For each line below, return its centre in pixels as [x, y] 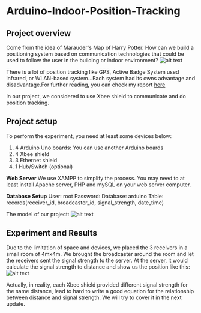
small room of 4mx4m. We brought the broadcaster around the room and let [100, 254]
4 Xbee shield [32, 154]
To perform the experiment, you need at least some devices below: [89, 136]
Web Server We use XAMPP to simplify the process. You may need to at [95, 178]
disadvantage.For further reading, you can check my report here [86, 85]
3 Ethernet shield [36, 160]
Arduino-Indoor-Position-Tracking [94, 11]
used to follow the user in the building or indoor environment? [82, 60]
